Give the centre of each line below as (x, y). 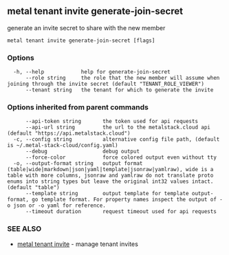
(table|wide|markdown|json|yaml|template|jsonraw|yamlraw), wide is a (110, 170)
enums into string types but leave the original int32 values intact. (110, 181)
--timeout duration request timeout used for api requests (121, 212)
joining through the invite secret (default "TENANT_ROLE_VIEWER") (106, 84)
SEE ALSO (24, 229)
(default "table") (33, 188)
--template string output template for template (107, 194)
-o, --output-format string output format (78, 164)
